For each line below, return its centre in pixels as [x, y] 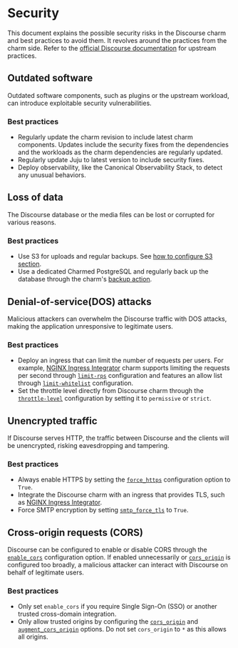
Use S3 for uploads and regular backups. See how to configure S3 [115, 256]
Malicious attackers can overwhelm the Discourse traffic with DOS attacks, [117, 319]
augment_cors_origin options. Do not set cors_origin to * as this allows [122, 629]
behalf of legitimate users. [46, 572]
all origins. [33, 637]
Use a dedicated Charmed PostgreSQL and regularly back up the [113, 271]
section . [30, 264]
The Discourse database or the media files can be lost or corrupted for [111, 214]
